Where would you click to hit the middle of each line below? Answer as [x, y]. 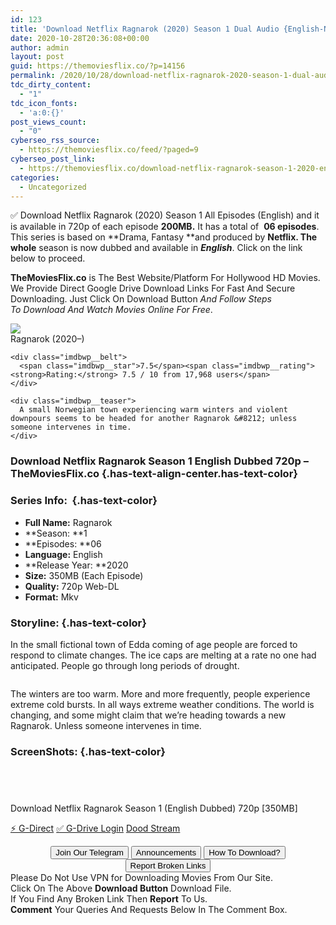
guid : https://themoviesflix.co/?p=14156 [98, 66]
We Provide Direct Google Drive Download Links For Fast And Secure [153, 288]
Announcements [166, 852]
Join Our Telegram [89, 852]
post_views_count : [48, 122]
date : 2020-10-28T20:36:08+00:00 [80, 38]
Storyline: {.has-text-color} [78, 623]
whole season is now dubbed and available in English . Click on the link [156, 248]
